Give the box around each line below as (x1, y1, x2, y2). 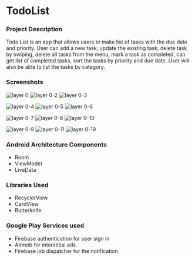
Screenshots (6, 78, 43, 86)
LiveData (14, 166, 36, 174)
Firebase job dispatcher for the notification (14, 247, 119, 254)
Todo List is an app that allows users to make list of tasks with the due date (6, 38, 188, 45)
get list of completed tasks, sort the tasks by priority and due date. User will (6, 57, 190, 64)
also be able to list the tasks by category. (6, 64, 106, 71)
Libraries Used (6, 181, 49, 189)
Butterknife (14, 207, 42, 214)
